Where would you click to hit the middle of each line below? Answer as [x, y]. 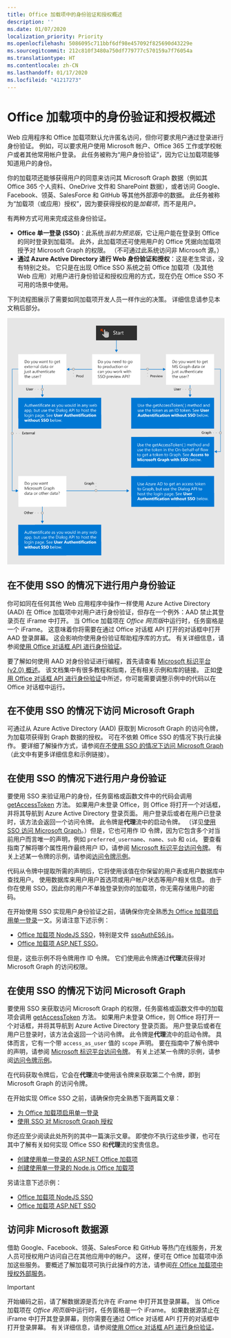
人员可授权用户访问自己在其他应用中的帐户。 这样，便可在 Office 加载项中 [112, 1256]
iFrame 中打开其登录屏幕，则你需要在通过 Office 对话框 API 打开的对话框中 [113, 1318]
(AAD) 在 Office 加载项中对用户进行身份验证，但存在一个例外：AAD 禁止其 [113, 612]
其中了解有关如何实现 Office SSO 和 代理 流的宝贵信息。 [85, 1145]
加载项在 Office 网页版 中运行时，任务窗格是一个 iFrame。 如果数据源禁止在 [113, 1310]
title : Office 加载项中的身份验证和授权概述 [65, 14]
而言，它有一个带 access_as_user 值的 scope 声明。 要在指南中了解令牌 [113, 1043]
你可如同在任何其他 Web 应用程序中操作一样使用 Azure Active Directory [109, 603]
